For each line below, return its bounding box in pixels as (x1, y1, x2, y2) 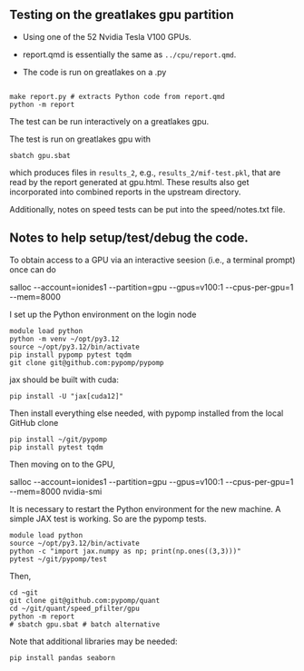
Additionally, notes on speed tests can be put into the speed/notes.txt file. (9, 203, 286, 214)
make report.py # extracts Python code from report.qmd (9, 92, 225, 101)
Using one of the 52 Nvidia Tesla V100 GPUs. (22, 31, 192, 42)
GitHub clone (9, 417, 59, 428)
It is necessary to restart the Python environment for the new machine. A (9, 503, 281, 514)
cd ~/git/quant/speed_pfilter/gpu (9, 604, 141, 613)
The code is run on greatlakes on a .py (22, 66, 167, 77)
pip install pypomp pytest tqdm (9, 350, 132, 360)
